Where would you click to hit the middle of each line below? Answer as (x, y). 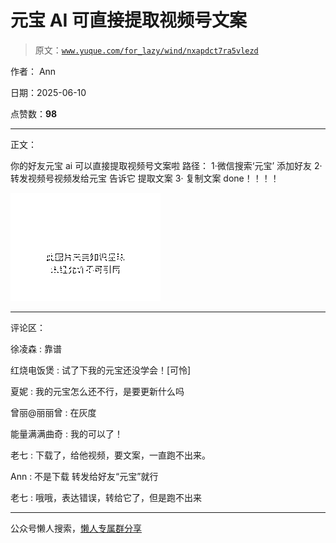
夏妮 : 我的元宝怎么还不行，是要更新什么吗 (97, 391)
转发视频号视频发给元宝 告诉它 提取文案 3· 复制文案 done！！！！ (145, 178)
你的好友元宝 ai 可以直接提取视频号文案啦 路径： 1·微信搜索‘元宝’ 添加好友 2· (166, 165)
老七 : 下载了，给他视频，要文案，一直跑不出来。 (110, 455)
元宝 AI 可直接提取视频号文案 (129, 20)
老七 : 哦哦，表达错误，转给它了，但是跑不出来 (106, 497)
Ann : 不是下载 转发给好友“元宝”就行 (84, 476)
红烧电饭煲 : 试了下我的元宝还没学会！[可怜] (101, 370)
